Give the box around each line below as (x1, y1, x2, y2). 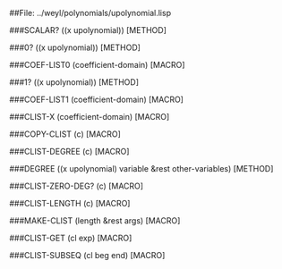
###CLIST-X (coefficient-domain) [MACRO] (9, 112, 170, 122)
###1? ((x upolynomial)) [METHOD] (9, 77, 139, 88)
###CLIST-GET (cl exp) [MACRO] (9, 232, 132, 243)
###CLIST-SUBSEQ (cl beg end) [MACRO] (9, 250, 166, 260)
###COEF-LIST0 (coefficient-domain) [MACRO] (9, 60, 185, 70)
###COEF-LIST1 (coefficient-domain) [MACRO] (9, 94, 184, 105)
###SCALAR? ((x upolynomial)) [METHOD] (9, 25, 167, 35)
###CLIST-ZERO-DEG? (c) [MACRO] (9, 181, 144, 191)
